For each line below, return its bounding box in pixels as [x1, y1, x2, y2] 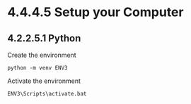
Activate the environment [7, 77, 81, 85]
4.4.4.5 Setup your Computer [7, 4, 184, 20]
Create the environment [7, 51, 76, 59]
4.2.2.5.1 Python [7, 32, 81, 44]
